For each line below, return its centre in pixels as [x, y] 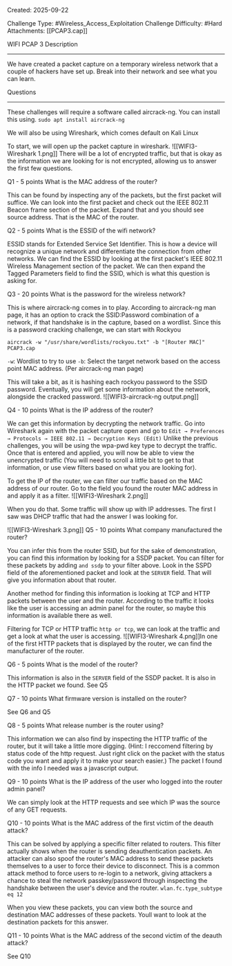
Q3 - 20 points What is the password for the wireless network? [96, 294]
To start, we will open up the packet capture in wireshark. [89, 146]
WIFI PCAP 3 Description [42, 44]
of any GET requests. [37, 810]
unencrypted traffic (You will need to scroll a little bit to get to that [100, 460]
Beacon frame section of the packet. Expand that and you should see [106, 210]
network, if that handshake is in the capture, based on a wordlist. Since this [114, 322]
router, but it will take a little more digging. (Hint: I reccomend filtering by [110, 746]
